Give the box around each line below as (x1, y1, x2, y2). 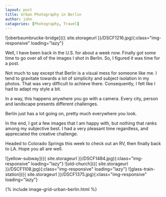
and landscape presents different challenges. (5, 101, 98, 107)
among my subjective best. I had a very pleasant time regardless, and (5, 126, 148, 132)
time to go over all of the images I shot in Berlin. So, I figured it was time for (5, 55, 160, 61)
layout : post (5, 7, 32, 12)
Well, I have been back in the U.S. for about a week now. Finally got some (5, 50, 156, 56)
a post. (5, 60, 19, 66)
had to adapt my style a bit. (5, 86, 61, 92)
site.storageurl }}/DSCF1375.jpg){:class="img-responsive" (27, 172, 147, 178)
